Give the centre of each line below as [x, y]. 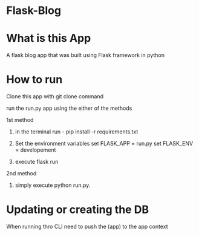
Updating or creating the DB [78, 210]
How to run [34, 80]
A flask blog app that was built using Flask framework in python [86, 55]
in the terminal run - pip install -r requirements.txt [77, 132]
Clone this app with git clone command [55, 96]
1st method [20, 120]
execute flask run [37, 162]
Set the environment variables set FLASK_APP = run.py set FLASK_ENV [104, 144]
